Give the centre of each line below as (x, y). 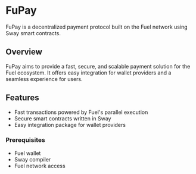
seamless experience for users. (44, 79)
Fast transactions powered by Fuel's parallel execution (81, 112)
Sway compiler (32, 159)
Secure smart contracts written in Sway (63, 118)
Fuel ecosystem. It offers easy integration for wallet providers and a (88, 73)
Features (22, 98)
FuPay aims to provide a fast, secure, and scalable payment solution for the (98, 66)
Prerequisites (25, 140)
